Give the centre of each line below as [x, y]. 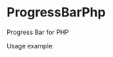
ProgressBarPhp [56, 12]
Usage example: [31, 46]
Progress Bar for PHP [38, 32]
